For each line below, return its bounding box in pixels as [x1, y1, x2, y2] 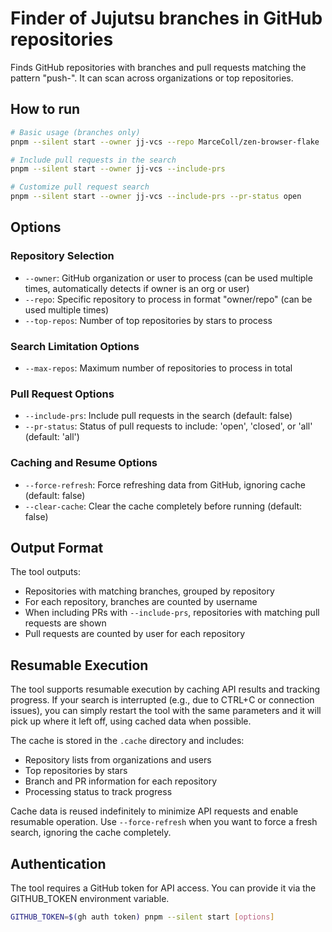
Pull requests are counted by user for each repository [24, 628, 246, 640]
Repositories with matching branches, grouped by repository [24, 585, 275, 597]
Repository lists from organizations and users [24, 754, 212, 766]
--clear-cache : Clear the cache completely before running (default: [24, 500, 303, 512]
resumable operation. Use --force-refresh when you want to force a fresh [10, 816, 318, 828]
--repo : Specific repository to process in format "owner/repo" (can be [24, 293, 313, 305]
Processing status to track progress [24, 786, 173, 798]
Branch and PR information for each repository [24, 775, 218, 787]
